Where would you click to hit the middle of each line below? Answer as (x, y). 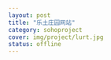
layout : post (30, 15)
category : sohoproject (45, 30)
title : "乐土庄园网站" (42, 23)
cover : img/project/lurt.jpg (56, 37)
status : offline (35, 44)
